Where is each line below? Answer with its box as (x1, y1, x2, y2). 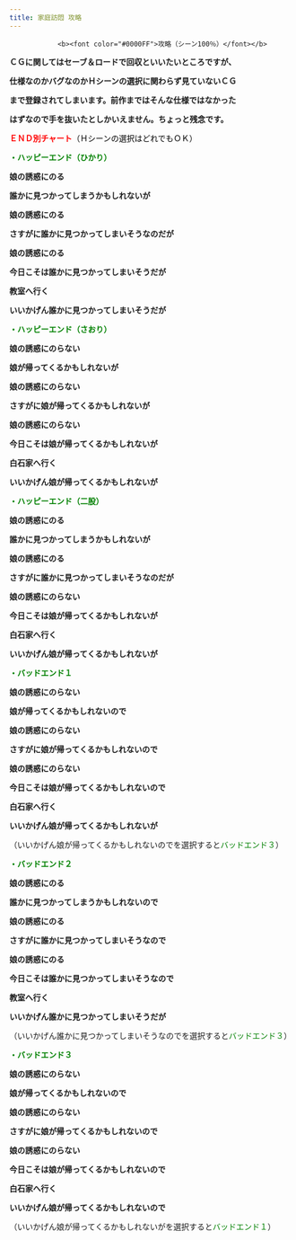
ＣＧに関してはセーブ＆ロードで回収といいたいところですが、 (9, 56, 237, 67)
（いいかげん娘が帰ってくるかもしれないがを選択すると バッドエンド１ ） (9, 1221, 276, 1232)
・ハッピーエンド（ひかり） (9, 152, 112, 163)
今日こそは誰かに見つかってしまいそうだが (9, 266, 167, 277)
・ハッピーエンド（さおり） (9, 323, 112, 334)
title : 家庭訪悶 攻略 (9, 13, 83, 22)
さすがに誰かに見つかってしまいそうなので (9, 934, 167, 945)
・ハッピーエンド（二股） (9, 495, 104, 506)
